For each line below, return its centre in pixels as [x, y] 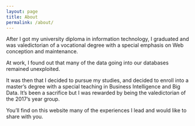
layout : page [22, 11]
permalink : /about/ [30, 22]
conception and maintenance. [42, 52]
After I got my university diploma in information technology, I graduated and [97, 39]
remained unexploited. [33, 69]
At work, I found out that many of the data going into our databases [88, 63]
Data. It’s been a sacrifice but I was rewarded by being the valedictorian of [96, 93]
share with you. [25, 117]
